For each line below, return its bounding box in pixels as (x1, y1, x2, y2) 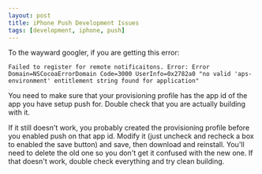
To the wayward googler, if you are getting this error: (8, 48, 180, 58)
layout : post (8, 11, 51, 20)
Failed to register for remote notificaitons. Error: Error (8, 63, 211, 71)
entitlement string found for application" (54, 77, 200, 85)
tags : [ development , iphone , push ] (8, 26, 125, 34)
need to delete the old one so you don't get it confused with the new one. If (8, 148, 253, 158)
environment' (8, 77, 51, 85)
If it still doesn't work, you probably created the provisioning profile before (8, 123, 250, 133)
